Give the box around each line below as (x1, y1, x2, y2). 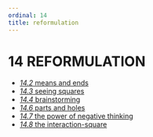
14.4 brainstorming (19, 95, 81, 104)
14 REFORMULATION (8, 52, 146, 70)
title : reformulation (8, 19, 79, 27)
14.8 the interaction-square (19, 120, 107, 129)
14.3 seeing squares (19, 87, 85, 96)
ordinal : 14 (8, 11, 47, 20)
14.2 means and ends (19, 78, 89, 88)
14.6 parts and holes (19, 103, 86, 113)
